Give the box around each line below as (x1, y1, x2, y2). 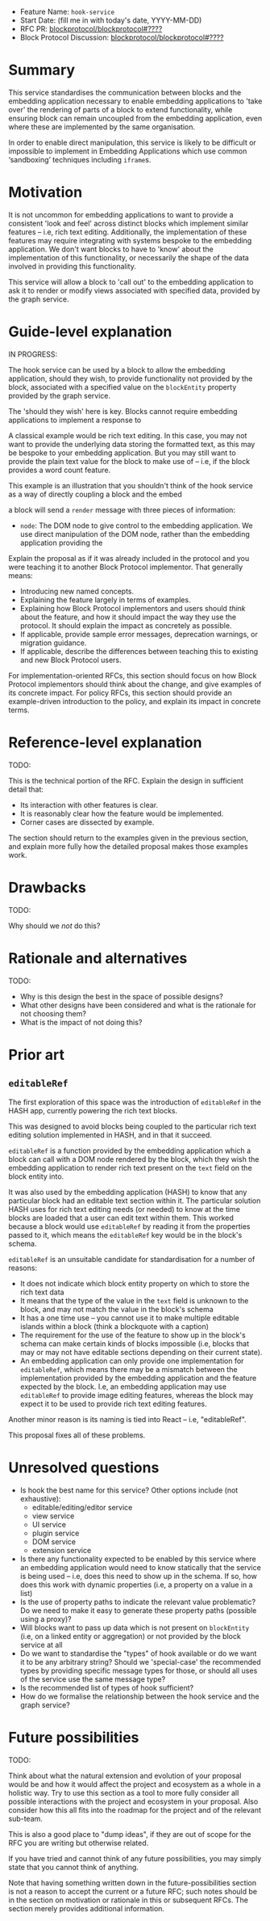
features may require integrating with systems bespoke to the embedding (8, 235, 252, 245)
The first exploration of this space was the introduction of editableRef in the (8, 1097, 262, 1107)
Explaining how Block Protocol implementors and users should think (19, 603, 246, 613)
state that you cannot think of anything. (8, 1862, 139, 1872)
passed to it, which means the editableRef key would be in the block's (8, 1230, 243, 1239)
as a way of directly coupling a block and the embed (8, 489, 183, 499)
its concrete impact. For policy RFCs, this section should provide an (8, 687, 232, 698)
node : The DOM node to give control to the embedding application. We (19, 521, 253, 530)
